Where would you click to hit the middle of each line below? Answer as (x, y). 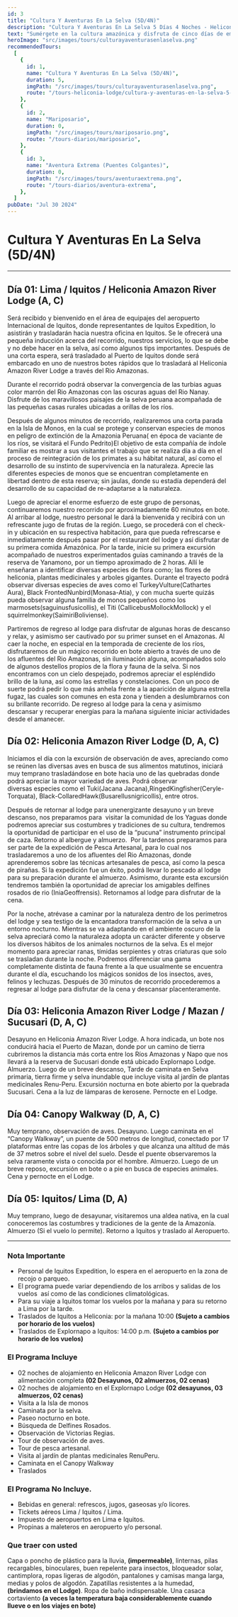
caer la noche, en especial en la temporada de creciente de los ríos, (106, 643)
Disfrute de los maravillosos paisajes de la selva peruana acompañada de (114, 399)
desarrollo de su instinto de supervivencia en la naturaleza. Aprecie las (110, 465)
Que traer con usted (42, 1545)
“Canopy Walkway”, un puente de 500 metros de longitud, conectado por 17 (118, 1139)
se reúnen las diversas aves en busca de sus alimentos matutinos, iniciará (115, 766)
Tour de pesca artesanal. (54, 1448)
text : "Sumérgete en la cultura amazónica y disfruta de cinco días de (115, 34)
